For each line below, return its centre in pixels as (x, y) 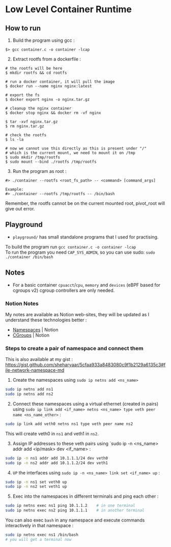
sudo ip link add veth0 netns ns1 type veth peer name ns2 (69, 424)
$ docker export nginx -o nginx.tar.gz (48, 100)
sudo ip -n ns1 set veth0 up (36, 482)
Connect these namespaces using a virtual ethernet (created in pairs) (85, 404)
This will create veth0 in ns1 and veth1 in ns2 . (52, 434)
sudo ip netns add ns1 (29, 389)
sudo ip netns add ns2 (29, 394)
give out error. (20, 209)
